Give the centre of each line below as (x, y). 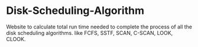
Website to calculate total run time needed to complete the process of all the (99, 27)
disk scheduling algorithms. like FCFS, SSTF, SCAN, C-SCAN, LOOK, (90, 32)
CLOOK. (16, 39)
